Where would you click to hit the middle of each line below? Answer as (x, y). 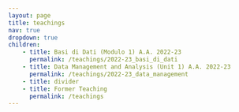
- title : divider (51, 81)
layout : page (30, 15)
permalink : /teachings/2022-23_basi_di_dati (103, 60)
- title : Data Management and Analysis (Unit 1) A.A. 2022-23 (127, 67)
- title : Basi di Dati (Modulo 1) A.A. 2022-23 (102, 52)
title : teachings (37, 23)
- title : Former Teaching (65, 89)
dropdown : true (33, 37)
